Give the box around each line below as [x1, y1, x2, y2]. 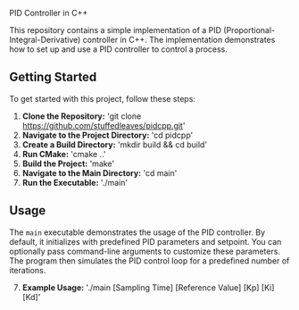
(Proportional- [222, 25, 276, 35]
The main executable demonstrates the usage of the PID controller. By [9, 227, 266, 238]
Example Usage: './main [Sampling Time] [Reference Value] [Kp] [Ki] [21, 281, 275, 293]
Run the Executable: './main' [21, 177, 128, 188]
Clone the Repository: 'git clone [21, 111, 142, 121]
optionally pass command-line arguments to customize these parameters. [9, 246, 281, 256]
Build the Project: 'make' [21, 158, 115, 169]
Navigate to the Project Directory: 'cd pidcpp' [21, 130, 194, 140]
